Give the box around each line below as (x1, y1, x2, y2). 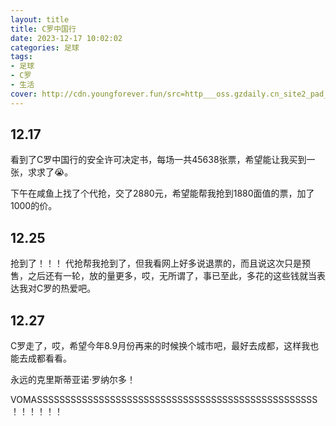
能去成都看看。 (10, 352, 72, 365)
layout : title (10, 14, 70, 25)
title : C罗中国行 (10, 24, 77, 34)
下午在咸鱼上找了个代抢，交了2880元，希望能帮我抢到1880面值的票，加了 (10, 187, 315, 200)
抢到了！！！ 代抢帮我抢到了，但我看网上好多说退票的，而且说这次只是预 (10, 257, 311, 270)
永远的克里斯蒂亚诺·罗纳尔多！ (10, 374, 137, 386)
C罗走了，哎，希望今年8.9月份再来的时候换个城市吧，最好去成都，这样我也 (10, 340, 320, 352)
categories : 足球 (10, 42, 80, 53)
